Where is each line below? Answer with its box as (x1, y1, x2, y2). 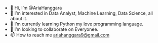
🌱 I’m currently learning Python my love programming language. (10, 21, 143, 27)
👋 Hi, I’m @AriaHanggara (10, 5, 62, 11)
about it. (10, 16, 28, 21)
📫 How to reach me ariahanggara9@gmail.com (10, 32, 110, 38)
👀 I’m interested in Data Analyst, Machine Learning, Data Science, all (10, 10, 153, 16)
